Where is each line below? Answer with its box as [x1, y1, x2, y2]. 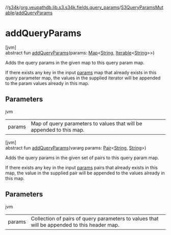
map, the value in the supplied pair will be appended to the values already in [5, 170, 165, 176]
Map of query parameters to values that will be [31, 120, 142, 127]
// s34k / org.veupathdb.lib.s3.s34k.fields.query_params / [5, 5, 121, 10]
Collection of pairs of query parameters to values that [31, 215, 159, 222]
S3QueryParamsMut [121, 5, 164, 10]
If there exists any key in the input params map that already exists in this [5, 69, 157, 75]
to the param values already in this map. [5, 80, 90, 86]
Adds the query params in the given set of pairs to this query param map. [5, 155, 159, 161]
